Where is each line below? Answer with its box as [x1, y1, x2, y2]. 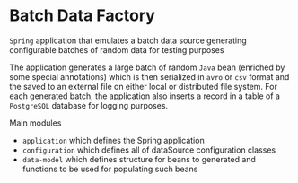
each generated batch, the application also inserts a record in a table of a [9, 91, 281, 101]
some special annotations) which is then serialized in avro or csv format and [9, 71, 290, 82]
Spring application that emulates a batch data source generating [9, 35, 247, 46]
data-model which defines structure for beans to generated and [22, 153, 256, 164]
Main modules [9, 118, 62, 128]
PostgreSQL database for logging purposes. [9, 100, 169, 110]
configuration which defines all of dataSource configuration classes [22, 144, 276, 155]
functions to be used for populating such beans [22, 163, 198, 174]
